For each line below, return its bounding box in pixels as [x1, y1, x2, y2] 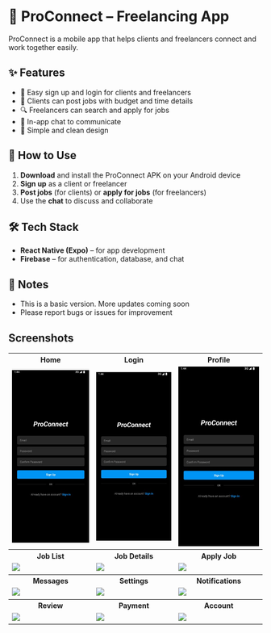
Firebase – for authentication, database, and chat [19, 254, 185, 264]
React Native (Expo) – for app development [19, 245, 165, 255]
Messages [32, 576, 69, 586]
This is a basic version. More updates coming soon [19, 299, 190, 309]
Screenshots [8, 331, 74, 345]
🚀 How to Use [8, 149, 77, 162]
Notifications [196, 576, 242, 586]
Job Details [114, 551, 153, 560]
